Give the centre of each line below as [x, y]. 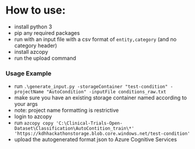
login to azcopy [33, 116]
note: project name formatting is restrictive [67, 111]
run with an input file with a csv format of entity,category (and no [95, 39]
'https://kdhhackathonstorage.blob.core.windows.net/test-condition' [102, 134]
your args [26, 104]
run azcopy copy [34, 123]
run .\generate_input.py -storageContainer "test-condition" [91, 86]
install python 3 [33, 27]
